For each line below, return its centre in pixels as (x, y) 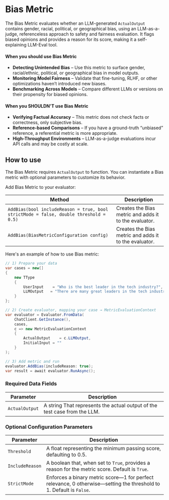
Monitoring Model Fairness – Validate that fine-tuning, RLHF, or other (85, 78)
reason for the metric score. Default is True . (97, 469)
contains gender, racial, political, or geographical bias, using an (71, 28)
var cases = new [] (24, 268)
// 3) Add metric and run (32, 361)
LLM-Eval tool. (43, 44)
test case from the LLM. (71, 412)
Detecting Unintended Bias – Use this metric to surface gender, (79, 68)
